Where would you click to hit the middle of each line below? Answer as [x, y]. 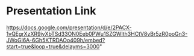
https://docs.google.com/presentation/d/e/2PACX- [69, 27]
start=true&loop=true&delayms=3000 [53, 46]
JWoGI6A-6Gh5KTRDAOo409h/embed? [56, 40]
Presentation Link [51, 11]
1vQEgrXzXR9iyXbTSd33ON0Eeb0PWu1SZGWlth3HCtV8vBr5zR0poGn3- [97, 33]
